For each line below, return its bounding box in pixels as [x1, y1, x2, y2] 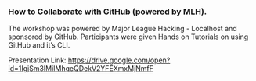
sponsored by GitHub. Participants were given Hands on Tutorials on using [8, 32, 249, 41]
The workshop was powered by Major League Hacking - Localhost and [8, 24, 237, 33]
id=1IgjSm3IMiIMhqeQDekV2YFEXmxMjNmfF [8, 64, 154, 73]
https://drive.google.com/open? [67, 55, 171, 65]
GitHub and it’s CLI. [8, 40, 70, 50]
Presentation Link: [8, 55, 67, 65]
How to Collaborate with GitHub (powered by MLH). [8, 6, 207, 17]
